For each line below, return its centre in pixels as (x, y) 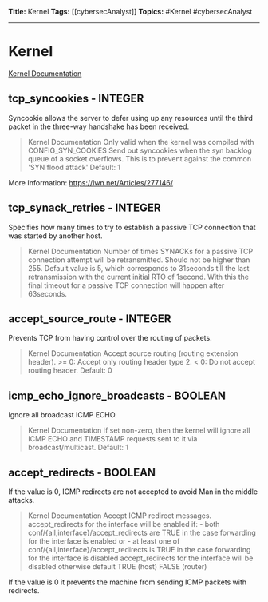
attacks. (22, 500)
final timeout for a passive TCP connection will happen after (126, 285)
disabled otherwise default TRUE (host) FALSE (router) (117, 566)
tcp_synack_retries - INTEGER (85, 208)
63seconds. (47, 293)
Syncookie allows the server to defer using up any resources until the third (131, 118)
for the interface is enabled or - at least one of (104, 541)
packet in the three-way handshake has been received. (99, 126)
